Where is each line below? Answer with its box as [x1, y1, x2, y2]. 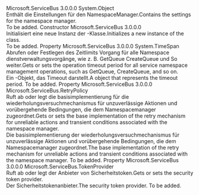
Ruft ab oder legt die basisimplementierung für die [6, 94, 129, 100]
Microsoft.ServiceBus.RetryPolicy [6, 87, 89, 94]
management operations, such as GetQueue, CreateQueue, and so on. [6, 68, 178, 75]
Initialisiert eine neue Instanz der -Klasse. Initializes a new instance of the [6, 30, 184, 37]
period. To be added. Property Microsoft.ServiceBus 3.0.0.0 [6, 81, 153, 88]
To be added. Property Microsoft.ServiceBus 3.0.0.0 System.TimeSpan [6, 43, 179, 49]
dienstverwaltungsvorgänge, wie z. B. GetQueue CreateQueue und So [6, 55, 178, 62]
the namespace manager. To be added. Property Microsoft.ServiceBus [6, 157, 179, 163]
